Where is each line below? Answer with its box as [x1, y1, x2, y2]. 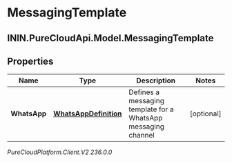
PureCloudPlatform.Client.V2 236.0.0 [7, 148, 113, 156]
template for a [128, 105, 174, 114]
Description [136, 76, 176, 85]
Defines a [128, 87, 160, 97]
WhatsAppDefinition [52, 109, 122, 118]
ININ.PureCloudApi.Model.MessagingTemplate [7, 32, 214, 44]
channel [128, 131, 155, 140]
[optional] [189, 109, 222, 118]
